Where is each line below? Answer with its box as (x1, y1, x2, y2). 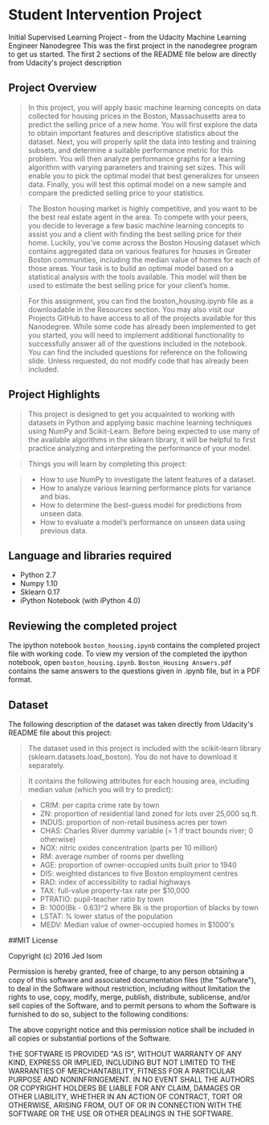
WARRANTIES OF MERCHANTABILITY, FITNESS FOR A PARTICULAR (8, 1066, 235, 1075)
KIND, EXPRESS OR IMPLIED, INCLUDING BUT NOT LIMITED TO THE (8, 1057, 236, 1067)
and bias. (39, 491, 71, 501)
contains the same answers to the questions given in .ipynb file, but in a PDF (8, 666, 261, 676)
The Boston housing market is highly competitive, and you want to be (27, 203, 258, 213)
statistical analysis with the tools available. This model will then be (27, 272, 247, 281)
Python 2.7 (19, 570, 56, 580)
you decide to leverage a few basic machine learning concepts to (27, 220, 245, 230)
